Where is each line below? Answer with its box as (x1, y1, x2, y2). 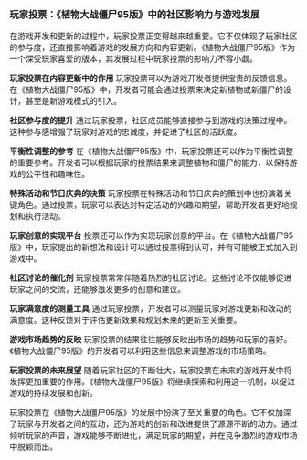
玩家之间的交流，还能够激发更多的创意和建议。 (9, 284, 185, 295)
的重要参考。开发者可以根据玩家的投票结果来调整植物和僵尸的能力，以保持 (9, 157, 290, 168)
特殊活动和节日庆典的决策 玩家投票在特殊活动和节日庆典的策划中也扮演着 (9, 188, 284, 199)
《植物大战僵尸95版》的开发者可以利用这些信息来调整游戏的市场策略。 (9, 345, 271, 357)
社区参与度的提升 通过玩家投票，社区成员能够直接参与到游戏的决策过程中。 (9, 115, 292, 126)
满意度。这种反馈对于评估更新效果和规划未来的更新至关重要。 (9, 315, 242, 326)
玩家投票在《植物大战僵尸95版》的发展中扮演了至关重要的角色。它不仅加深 (9, 407, 291, 418)
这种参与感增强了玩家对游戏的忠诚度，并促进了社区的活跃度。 (9, 126, 242, 138)
